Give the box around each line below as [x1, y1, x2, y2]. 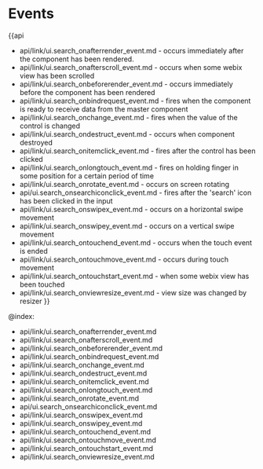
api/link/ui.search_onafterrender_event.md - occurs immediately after [19, 46, 244, 55]
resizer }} [19, 296, 50, 306]
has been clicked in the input [19, 196, 113, 205]
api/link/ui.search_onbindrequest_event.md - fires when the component [19, 96, 251, 105]
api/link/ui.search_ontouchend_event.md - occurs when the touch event [19, 237, 253, 247]
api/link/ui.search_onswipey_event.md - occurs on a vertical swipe [19, 221, 235, 230]
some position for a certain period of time [19, 170, 155, 181]
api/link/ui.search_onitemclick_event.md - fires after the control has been [19, 146, 256, 156]
